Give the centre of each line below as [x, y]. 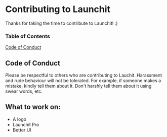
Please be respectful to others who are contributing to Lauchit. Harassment [84, 75]
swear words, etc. [24, 91]
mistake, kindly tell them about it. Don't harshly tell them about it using [78, 86]
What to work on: [33, 107]
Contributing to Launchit [58, 9]
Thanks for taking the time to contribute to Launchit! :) [61, 23]
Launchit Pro [26, 124]
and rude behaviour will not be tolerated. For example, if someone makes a [83, 81]
